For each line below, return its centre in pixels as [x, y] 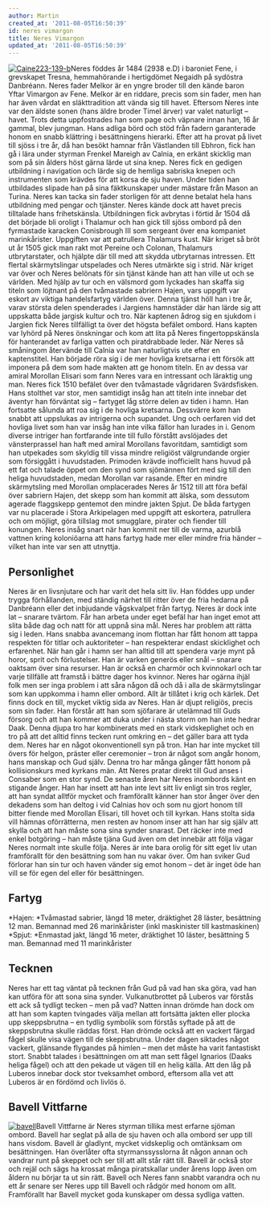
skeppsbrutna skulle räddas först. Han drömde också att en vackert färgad [132, 1030]
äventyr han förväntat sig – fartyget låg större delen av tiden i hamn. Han [129, 402]
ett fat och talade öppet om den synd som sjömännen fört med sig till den [130, 470]
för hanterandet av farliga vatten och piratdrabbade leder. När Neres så [126, 342]
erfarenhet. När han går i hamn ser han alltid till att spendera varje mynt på [132, 651]
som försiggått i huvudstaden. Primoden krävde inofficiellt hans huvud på [130, 461]
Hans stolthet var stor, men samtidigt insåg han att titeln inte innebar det [128, 393]
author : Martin [34, 16]
